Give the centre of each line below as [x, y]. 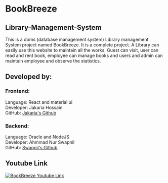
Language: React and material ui [39, 102]
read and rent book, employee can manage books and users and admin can [84, 55]
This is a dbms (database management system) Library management [77, 39]
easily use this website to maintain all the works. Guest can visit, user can [82, 50]
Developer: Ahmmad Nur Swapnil [40, 142]
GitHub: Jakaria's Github [31, 113]
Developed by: [29, 77]
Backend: [17, 126]
